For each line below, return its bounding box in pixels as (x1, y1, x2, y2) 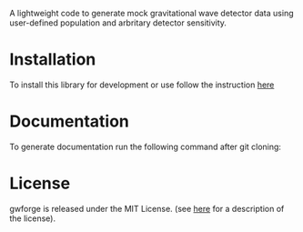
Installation (9, 49, 96, 70)
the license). (9, 213, 56, 224)
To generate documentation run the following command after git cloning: (9, 141, 282, 152)
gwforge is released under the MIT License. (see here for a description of (9, 203, 285, 214)
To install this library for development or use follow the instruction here (9, 79, 275, 90)
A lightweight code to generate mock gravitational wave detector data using (9, 8, 294, 18)
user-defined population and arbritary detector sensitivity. (9, 17, 227, 28)
